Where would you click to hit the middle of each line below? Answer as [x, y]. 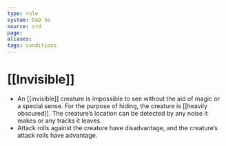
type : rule [23, 13]
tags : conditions [32, 45]
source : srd [24, 26]
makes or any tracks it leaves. [59, 121]
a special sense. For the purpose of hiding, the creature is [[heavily [112, 106]
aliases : [20, 39]
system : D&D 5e [29, 20]
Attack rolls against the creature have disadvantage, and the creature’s [117, 127]
